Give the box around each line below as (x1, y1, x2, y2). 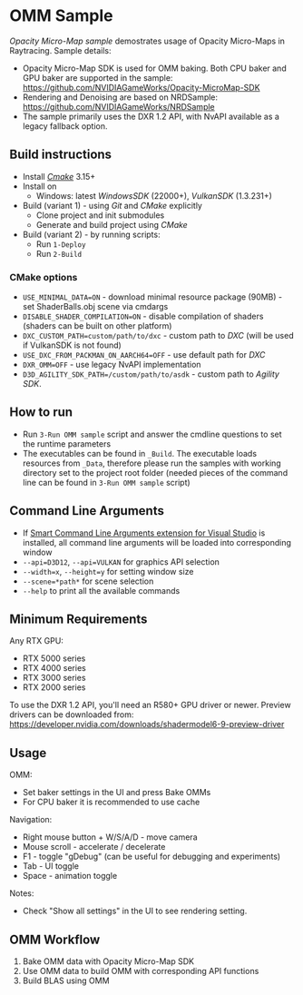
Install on (22, 181, 57, 192)
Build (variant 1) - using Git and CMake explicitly (22, 200, 202, 211)
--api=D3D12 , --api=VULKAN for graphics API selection (22, 556, 220, 567)
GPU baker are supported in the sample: (22, 72, 173, 83)
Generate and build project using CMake (35, 219, 188, 230)
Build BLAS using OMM (22, 975, 111, 986)
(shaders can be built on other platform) (22, 320, 172, 331)
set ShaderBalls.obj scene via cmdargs (22, 301, 169, 312)
